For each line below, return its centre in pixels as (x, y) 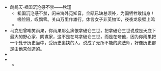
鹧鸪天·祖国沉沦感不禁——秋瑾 (40, 7)
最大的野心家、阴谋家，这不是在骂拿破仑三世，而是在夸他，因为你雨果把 (83, 36)
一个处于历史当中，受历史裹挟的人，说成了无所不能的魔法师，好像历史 (81, 43)
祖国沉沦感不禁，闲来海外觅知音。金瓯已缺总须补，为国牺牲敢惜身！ (86, 13)
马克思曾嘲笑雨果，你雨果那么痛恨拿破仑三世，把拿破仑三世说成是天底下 (83, 30)
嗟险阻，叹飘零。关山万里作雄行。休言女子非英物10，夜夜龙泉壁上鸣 (86, 19)
